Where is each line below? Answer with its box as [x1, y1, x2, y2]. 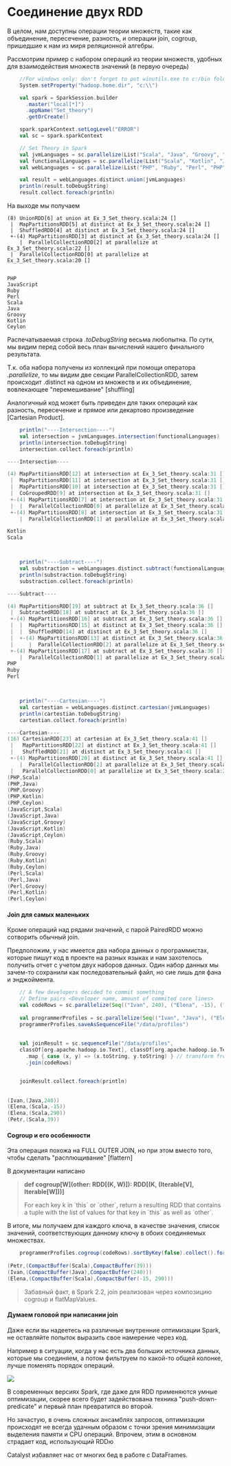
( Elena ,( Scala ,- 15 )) [7, 1103, 67, 1110]
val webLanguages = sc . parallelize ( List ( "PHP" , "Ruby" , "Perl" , [19, 164, 208, 171]
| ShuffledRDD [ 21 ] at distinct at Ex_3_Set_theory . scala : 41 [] [10, 748, 201, 756]
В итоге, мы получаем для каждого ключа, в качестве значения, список [7, 1222, 220, 1230]
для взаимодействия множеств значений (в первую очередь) [7, 62, 189, 70]
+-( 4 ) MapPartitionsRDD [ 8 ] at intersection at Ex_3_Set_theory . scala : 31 [10, 509, 223, 516]
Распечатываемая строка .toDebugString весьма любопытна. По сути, [7, 335, 214, 344]
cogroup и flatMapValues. [23, 1295, 98, 1303]
